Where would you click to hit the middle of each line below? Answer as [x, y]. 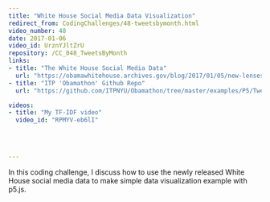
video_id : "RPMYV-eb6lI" [57, 120]
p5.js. [17, 189]
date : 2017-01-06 [37, 38]
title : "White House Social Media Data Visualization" [102, 16]
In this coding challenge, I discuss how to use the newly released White [127, 172]
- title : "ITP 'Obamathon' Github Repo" [77, 83]
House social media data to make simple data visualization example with [128, 180]
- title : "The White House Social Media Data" [88, 68]
